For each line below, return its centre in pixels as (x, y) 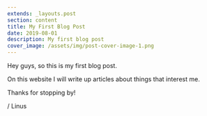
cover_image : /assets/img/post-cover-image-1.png (81, 46)
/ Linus (17, 106)
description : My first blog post (56, 40)
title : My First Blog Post (46, 26)
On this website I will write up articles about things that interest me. (103, 79)
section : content (32, 20)
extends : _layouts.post (42, 14)
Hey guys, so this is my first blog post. (62, 66)
